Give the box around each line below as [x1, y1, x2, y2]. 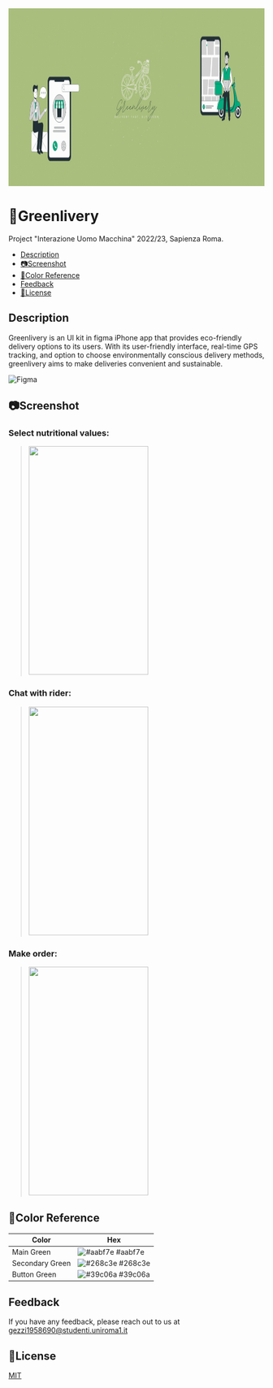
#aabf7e [115, 1247, 145, 1256]
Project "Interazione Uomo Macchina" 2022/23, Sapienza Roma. [8, 233, 224, 243]
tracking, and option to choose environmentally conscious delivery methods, [8, 349, 265, 360]
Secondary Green [11, 1258, 71, 1268]
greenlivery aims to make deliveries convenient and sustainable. [8, 358, 223, 368]
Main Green [11, 1247, 51, 1256]
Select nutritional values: [8, 427, 110, 439]
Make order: [8, 948, 58, 959]
